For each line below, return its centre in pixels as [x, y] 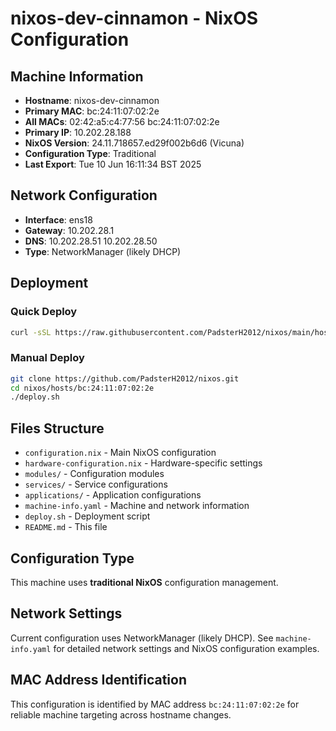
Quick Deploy [44, 312]
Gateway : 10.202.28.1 [69, 230]
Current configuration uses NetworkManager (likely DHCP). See [142, 638]
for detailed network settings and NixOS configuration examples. [186, 648]
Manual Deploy [47, 358]
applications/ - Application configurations [113, 495]
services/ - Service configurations [96, 484]
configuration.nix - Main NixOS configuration [120, 453]
